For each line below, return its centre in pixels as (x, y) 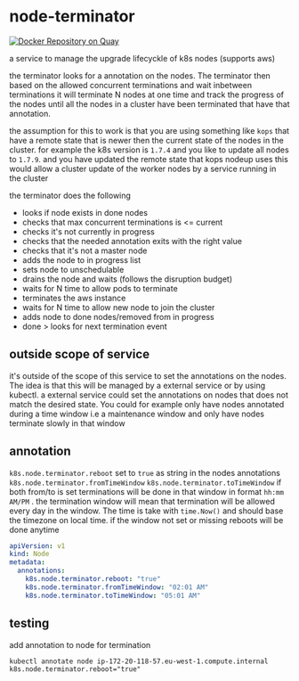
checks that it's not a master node (85, 250)
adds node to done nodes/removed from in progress (118, 316)
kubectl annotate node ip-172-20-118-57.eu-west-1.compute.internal (139, 661)
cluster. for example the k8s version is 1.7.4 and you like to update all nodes (149, 150)
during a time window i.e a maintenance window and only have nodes (137, 414)
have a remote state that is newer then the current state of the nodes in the (147, 140)
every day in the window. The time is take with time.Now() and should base (146, 511)
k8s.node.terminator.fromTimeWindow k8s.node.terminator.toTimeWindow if (145, 482)
